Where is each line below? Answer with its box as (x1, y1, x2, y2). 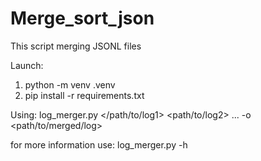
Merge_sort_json (10, 7, 155, 30)
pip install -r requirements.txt (24, 89, 145, 101)
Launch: (10, 59, 44, 71)
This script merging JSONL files (10, 40, 142, 52)
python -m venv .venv (24, 78, 116, 91)
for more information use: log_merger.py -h (10, 138, 188, 151)
